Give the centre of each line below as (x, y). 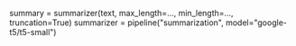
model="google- (256, 23)
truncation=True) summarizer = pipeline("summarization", (116, 23)
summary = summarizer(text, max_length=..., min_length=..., (121, 13)
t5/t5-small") (33, 32)
